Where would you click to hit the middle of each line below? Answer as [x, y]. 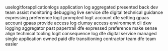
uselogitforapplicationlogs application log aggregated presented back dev [82, 7]
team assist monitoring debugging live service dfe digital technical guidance [84, 12]
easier [12, 44]
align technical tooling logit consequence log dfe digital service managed [81, 33]
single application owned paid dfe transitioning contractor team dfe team [81, 39]
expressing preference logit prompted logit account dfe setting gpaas [77, 18]
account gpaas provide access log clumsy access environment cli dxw [78, 23]
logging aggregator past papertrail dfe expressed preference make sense [81, 28]
